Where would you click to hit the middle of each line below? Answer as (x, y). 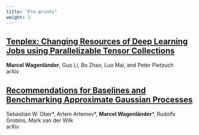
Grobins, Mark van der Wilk (40, 121)
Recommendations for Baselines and (76, 90)
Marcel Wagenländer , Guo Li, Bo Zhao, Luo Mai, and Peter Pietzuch (90, 65)
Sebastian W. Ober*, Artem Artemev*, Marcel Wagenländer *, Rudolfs (91, 114)
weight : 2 (19, 17)
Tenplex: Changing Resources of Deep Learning (97, 42)
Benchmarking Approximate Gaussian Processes (99, 99)
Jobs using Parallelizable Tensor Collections (91, 50)
